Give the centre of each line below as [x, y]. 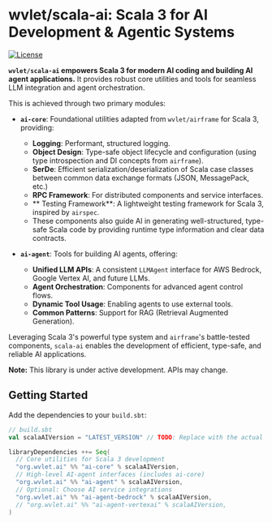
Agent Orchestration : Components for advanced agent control [138, 286]
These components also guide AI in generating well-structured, [138, 221]
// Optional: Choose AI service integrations [94, 489]
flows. [43, 295]
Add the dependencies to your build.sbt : [78, 414]
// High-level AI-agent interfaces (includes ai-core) [110, 475]
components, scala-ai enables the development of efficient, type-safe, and [135, 345]
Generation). [53, 321]
